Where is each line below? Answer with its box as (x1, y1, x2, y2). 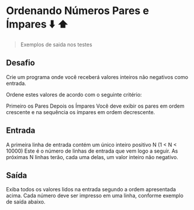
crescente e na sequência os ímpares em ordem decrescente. (6, 108, 155, 115)
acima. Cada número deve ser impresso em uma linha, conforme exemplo (6, 192, 184, 199)
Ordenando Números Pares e (6, 4, 149, 18)
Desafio (6, 58, 35, 68)
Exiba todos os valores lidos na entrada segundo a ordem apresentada (6, 186, 176, 193)
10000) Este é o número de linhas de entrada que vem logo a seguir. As (6, 147, 178, 154)
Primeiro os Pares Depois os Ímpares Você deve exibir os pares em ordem (6, 102, 185, 109)
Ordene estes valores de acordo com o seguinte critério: (6, 91, 142, 98)
